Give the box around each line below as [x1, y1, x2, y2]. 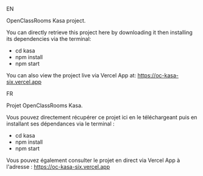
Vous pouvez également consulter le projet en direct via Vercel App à [6, 157, 180, 164]
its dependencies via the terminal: [6, 35, 91, 42]
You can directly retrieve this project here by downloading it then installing [6, 29, 193, 36]
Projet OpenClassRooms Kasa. [6, 102, 84, 109]
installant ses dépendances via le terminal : [6, 120, 115, 127]
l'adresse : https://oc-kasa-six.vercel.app [6, 163, 110, 170]
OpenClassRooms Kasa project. [6, 17, 86, 24]
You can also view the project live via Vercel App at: [6, 72, 137, 79]
